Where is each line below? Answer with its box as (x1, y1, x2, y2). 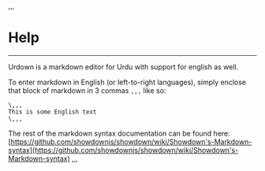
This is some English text (8, 108, 97, 116)
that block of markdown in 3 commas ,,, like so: (8, 85, 166, 95)
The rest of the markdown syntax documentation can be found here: (8, 128, 230, 138)
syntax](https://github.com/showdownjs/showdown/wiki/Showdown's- (8, 145, 239, 154)
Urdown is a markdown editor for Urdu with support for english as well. (8, 61, 239, 72)
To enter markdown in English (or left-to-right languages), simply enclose (8, 77, 247, 87)
